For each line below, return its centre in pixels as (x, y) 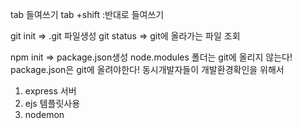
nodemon (44, 114)
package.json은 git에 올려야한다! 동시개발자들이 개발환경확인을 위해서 (147, 69)
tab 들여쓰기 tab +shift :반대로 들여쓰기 (87, 14)
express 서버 (50, 91)
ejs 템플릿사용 (52, 103)
